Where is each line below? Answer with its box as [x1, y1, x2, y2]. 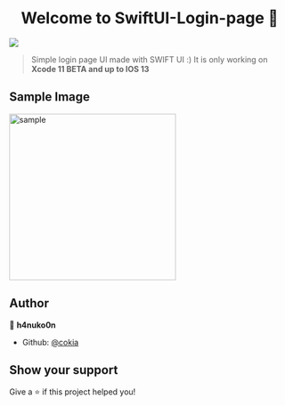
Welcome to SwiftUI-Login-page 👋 [20, 8, 279, 28]
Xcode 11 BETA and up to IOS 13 [30, 63, 150, 74]
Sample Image [9, 89, 91, 105]
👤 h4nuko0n [9, 320, 56, 330]
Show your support [9, 362, 118, 378]
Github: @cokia [21, 337, 79, 347]
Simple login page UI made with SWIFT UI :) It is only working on [30, 53, 269, 65]
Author [9, 296, 49, 311]
